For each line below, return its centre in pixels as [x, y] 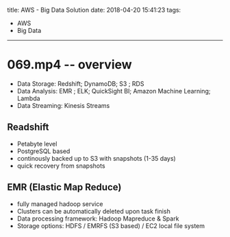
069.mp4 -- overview [69, 65]
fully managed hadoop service [60, 204]
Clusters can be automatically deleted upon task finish [94, 211]
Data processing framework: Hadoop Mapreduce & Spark [98, 218]
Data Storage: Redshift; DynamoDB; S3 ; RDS [80, 83]
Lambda [28, 98]
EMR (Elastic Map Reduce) [64, 187]
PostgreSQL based [43, 151]
